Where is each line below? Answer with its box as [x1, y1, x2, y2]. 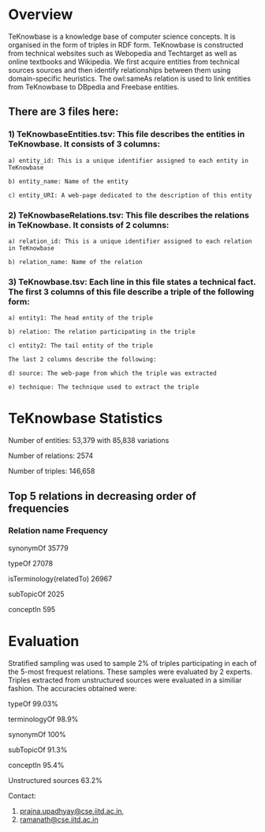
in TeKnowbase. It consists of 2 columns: [8, 219, 170, 230]
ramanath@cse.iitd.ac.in [19, 815, 99, 824]
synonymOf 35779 [8, 543, 69, 553]
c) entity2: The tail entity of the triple [8, 342, 154, 350]
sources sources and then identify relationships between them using [8, 65, 231, 74]
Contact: [8, 791, 37, 800]
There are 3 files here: [8, 105, 119, 119]
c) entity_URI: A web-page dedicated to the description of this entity [8, 191, 252, 199]
